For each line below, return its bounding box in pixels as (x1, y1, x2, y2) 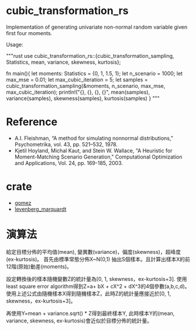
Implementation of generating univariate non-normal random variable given (6, 23, 188, 30)
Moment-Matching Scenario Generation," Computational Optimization (14, 153, 183, 160)
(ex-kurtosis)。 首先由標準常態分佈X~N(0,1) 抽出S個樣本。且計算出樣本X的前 (6, 256, 190, 263)
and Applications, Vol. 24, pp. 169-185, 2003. (14, 159, 123, 166)
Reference (6, 115, 57, 129)
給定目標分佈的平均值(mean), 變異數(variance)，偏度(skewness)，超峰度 (6, 248, 181, 255)
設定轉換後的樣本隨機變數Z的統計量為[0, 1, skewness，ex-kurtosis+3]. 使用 (6, 275, 187, 282)
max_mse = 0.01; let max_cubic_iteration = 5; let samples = (6, 76, 148, 83)
